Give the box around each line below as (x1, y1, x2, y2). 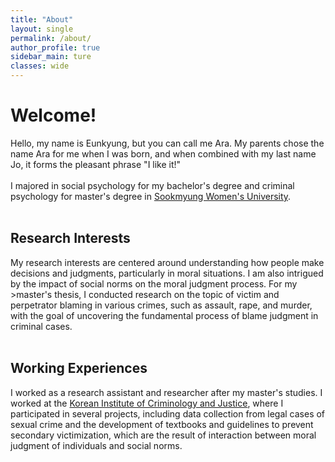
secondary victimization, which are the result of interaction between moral (10, 429, 317, 441)
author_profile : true (10, 42, 101, 53)
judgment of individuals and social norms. (10, 439, 183, 451)
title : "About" (10, 14, 74, 25)
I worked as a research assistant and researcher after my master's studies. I (10, 386, 323, 398)
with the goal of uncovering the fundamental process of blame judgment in (10, 309, 319, 321)
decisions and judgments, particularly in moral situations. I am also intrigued (10, 267, 324, 279)
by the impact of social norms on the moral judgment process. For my (10, 277, 298, 290)
